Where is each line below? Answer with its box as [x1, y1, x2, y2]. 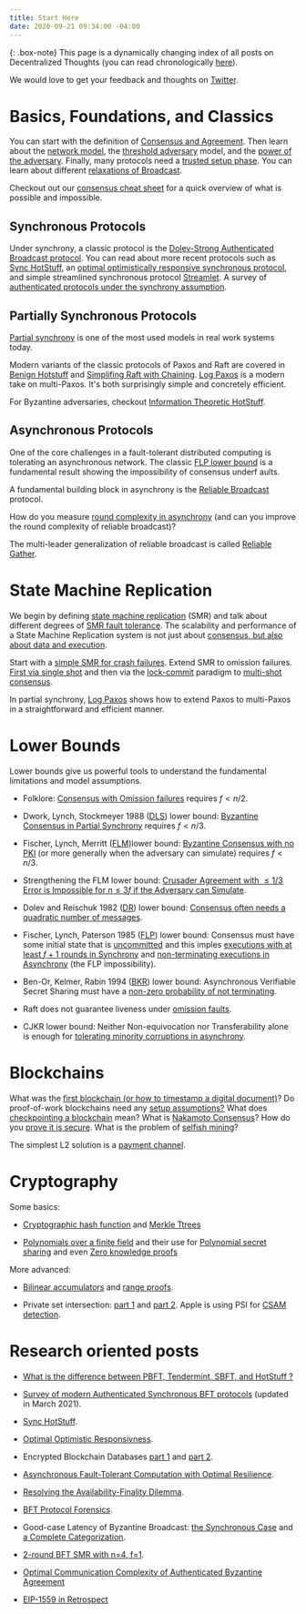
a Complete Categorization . [22, 1531, 126, 1542]
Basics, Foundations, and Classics [9, 106, 274, 127]
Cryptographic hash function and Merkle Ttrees [22, 1219, 201, 1230]
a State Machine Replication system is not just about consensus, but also [9, 629, 283, 640]
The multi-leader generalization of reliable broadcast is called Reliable [9, 538, 272, 549]
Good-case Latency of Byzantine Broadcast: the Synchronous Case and [22, 1521, 293, 1532]
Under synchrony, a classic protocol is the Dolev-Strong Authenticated [9, 243, 275, 254]
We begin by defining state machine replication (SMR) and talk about [9, 610, 268, 621]
